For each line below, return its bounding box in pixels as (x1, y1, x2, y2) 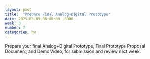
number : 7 (5, 25, 25, 30)
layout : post (5, 7, 32, 12)
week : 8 (5, 20, 21, 26)
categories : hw (5, 30, 36, 35)
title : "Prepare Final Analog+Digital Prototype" (5, 12, 111, 17)
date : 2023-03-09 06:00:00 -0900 (5, 16, 74, 21)
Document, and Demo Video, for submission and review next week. (5, 48, 141, 54)
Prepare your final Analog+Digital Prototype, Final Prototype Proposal (5, 43, 146, 49)
